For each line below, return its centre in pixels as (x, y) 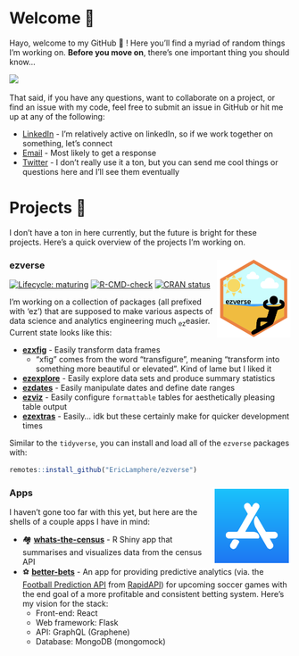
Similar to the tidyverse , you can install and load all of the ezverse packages (149, 443)
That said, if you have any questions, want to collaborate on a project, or (142, 97)
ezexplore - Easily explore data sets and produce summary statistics (149, 378)
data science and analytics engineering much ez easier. (110, 322)
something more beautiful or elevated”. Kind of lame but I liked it (154, 369)
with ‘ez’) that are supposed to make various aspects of (111, 311)
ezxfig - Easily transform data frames (91, 349)
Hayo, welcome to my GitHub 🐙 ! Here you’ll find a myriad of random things (147, 43)
